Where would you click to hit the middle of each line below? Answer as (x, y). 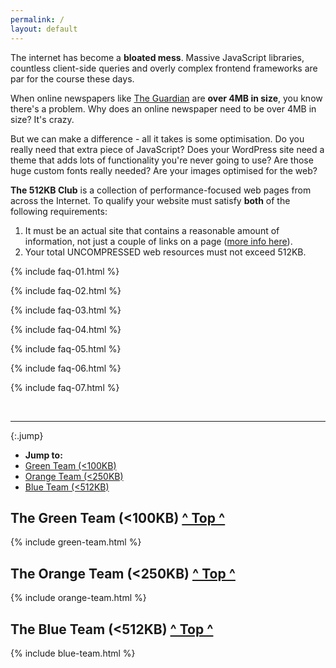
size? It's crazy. (42, 119)
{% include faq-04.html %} (66, 329)
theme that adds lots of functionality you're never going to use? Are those (162, 160)
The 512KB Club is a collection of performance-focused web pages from (161, 190)
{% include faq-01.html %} (65, 271)
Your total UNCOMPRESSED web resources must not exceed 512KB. (165, 252)
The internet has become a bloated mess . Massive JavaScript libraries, (157, 57)
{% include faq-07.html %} (65, 387)
